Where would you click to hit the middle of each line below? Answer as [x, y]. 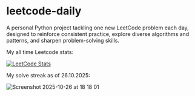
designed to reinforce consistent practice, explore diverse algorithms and [98, 34]
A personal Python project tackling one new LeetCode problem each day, [97, 28]
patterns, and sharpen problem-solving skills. [63, 40]
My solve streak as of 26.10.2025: [48, 75]
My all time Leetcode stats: [40, 52]
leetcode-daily [44, 11]
